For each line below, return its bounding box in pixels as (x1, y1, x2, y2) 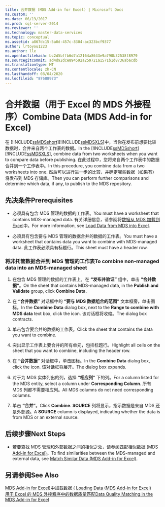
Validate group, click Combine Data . (12, 288, 87, 294)
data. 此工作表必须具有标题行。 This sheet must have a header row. (12, 244, 148, 250)
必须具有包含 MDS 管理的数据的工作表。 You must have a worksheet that (12, 210, 159, 216)
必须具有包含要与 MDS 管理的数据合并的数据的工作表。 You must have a (12, 233, 158, 239)
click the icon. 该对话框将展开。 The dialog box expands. (12, 364, 127, 370)
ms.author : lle (5, 48, 36, 53)
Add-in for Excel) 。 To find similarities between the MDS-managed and (12, 450, 156, 456)
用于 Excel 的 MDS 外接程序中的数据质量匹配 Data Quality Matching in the (5, 491, 153, 497)
